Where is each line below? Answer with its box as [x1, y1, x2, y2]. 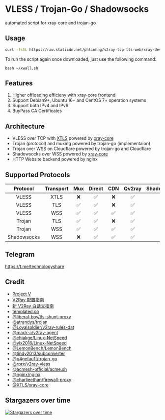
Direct [88, 185, 104, 192]
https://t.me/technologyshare [5, 263, 65, 269]
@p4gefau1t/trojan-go [12, 355, 57, 361]
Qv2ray [123, 185, 142, 192]
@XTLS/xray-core [12, 382, 49, 388]
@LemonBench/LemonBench [12, 345, 72, 351]
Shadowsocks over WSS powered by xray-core [12, 151, 108, 157]
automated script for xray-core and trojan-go [5, 20, 96, 26]
